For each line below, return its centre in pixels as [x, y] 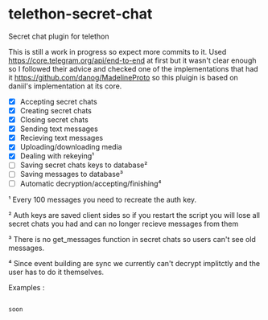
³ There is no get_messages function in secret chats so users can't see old [132, 239]
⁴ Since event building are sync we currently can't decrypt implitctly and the [134, 263]
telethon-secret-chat [80, 14]
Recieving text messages [62, 138]
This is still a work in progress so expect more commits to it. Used [118, 51]
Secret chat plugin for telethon [59, 36]
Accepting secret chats [59, 101]
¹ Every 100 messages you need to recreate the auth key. [103, 199]
